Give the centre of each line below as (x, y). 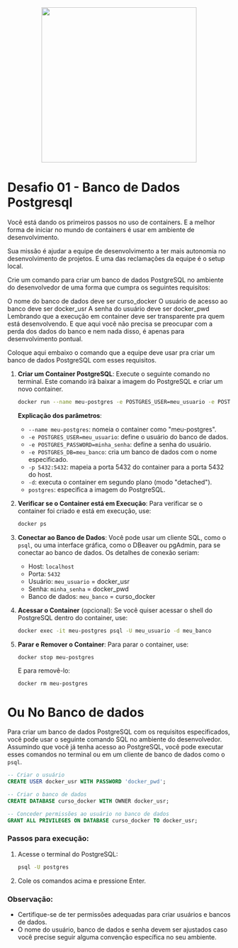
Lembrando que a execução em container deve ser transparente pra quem (116, 316)
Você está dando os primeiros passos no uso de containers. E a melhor (111, 222)
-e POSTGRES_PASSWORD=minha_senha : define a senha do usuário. (119, 444)
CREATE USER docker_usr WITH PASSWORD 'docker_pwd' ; (87, 782)
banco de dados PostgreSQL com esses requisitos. (82, 360)
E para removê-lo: (44, 671)
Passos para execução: (48, 839)
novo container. (40, 389)
